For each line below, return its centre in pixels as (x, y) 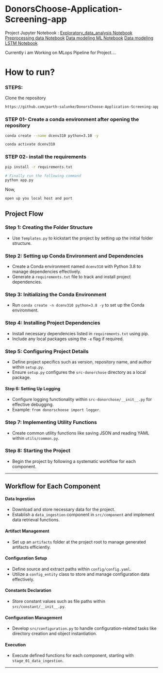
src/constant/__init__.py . (39, 606)
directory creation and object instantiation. (54, 634)
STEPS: (14, 88)
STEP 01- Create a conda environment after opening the (72, 119)
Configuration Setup (26, 558)
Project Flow (24, 213)
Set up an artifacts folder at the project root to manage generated (79, 542)
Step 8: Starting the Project (38, 451)
